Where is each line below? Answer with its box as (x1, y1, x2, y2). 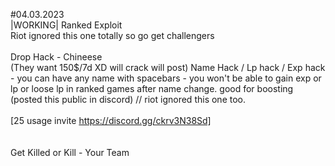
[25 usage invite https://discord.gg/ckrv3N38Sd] (10, 115, 212, 126)
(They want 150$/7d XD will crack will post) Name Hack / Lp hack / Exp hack (10, 62, 326, 73)
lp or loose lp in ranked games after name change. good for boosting (10, 83, 294, 94)
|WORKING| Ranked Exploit (10, 19, 123, 31)
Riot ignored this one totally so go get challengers (10, 30, 215, 41)
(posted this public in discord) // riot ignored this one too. (10, 94, 246, 105)
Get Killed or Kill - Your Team (10, 147, 130, 158)
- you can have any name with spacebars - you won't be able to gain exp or (10, 72, 322, 84)
